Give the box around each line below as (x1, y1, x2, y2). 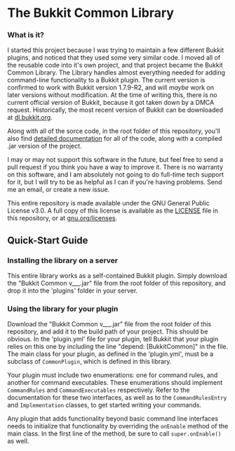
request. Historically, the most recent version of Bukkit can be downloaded (7, 106, 223, 114)
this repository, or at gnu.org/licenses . (7, 214, 118, 222)
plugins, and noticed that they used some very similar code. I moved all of (7, 53, 221, 62)
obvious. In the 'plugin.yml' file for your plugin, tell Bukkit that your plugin (7, 335, 219, 343)
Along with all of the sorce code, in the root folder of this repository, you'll (7, 127, 221, 135)
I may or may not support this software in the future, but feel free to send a (7, 155, 223, 164)
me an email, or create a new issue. (7, 185, 110, 194)
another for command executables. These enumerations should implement (7, 379, 223, 387)
